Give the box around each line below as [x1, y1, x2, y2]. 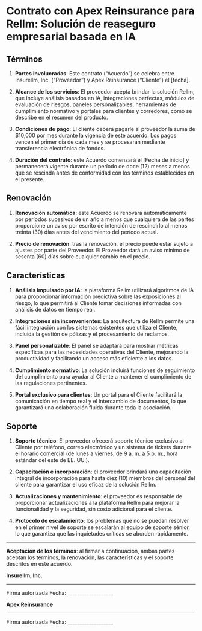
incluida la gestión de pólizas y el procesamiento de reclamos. [14, 330, 170, 338]
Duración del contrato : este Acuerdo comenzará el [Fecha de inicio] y [14, 156, 189, 164]
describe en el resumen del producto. [14, 114, 108, 121]
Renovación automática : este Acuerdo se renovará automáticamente [14, 209, 188, 216]
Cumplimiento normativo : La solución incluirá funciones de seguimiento [14, 367, 195, 374]
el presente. [14, 176, 45, 182]
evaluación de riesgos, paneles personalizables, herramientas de [14, 101, 176, 108]
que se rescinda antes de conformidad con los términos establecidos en [14, 169, 194, 176]
